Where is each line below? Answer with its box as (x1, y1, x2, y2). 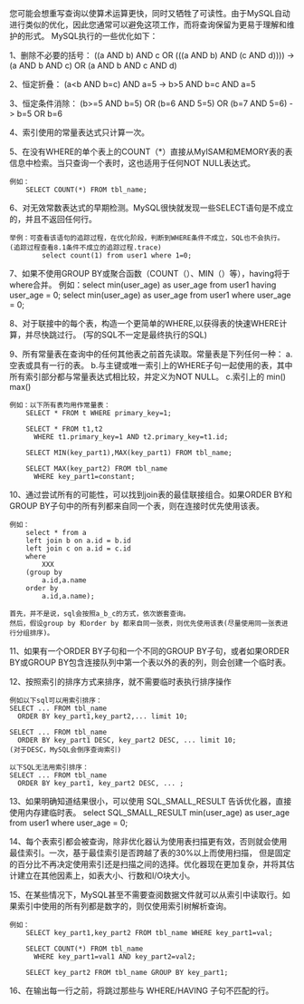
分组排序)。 (15, 629, 54, 638)
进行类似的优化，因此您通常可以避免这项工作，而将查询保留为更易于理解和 (9, 19, 287, 30)
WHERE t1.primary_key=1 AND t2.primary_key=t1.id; (33, 433, 229, 442)
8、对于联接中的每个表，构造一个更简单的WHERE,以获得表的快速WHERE (9, 318, 280, 328)
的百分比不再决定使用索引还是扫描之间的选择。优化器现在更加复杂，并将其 (9, 859, 287, 869)
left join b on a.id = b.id (25, 536, 131, 545)
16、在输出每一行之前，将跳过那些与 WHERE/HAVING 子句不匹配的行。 (9, 985, 274, 996)
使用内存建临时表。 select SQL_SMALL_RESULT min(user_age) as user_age (9, 807, 290, 818)
